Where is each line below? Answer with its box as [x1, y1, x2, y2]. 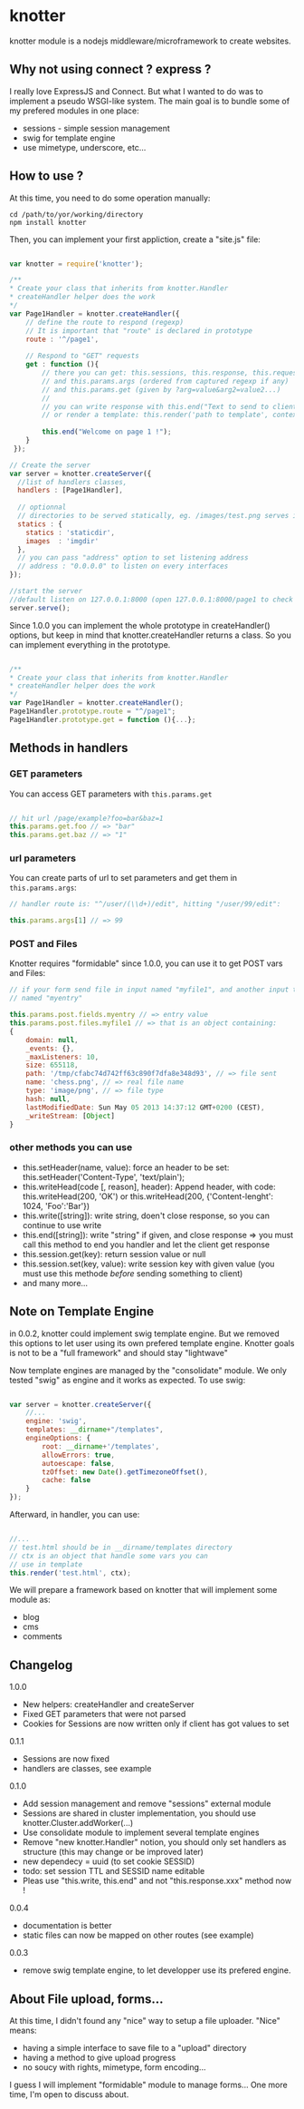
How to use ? [9, 169, 84, 184]
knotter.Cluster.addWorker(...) [22, 1818, 134, 1829]
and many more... [22, 1277, 89, 1288]
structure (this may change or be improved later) [22, 1847, 204, 1858]
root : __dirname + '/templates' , [42, 1441, 160, 1451]
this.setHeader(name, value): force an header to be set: [22, 1162, 230, 1173]
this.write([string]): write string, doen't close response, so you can [22, 1210, 270, 1221]
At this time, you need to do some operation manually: [9, 192, 211, 203]
